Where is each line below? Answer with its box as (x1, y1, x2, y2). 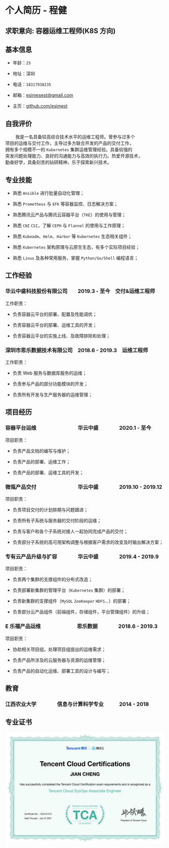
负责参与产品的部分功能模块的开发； (12, 381, 89, 387)
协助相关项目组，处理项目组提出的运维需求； (12, 646, 106, 652)
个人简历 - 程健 (5, 5, 67, 16)
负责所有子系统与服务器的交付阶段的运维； (12, 517, 102, 523)
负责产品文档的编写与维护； (12, 448, 71, 454)
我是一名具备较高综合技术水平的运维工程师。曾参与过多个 (15, 134, 135, 140)
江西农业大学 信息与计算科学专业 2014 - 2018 (5, 700, 149, 708)
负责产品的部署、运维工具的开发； (12, 469, 84, 476)
